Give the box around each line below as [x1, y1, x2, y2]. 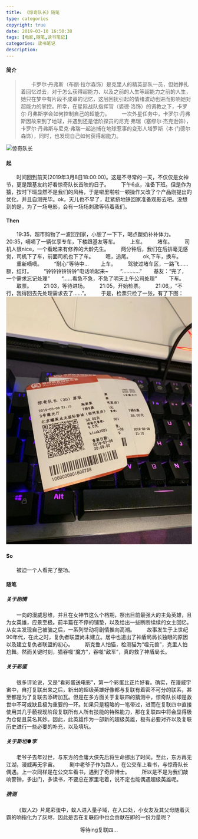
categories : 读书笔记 [6, 41, 56, 47]
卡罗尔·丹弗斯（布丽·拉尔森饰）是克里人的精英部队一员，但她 [31, 81, 179, 88]
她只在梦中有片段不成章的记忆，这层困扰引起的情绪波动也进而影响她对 [20, 96, 192, 103]
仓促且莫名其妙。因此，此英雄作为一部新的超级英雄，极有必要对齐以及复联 [11, 716, 192, 723]
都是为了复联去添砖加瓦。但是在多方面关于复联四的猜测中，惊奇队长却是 [11, 693, 187, 701]
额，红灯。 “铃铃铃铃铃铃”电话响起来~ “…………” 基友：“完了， [6, 268, 187, 275]
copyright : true [6, 22, 46, 28]
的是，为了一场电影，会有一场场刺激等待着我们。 [11, 203, 130, 210]
